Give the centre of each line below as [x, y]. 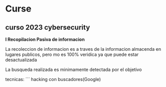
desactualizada [21, 60]
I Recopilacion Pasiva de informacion [45, 39]
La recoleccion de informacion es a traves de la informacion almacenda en [83, 49]
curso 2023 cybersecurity [48, 27]
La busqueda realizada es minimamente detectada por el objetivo [74, 69]
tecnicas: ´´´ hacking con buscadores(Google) [53, 79]
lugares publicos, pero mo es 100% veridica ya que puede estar [72, 54]
